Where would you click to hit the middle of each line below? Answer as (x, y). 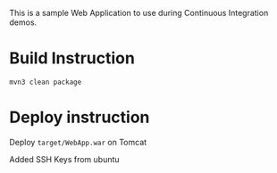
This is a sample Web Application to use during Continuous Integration (139, 13)
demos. (23, 22)
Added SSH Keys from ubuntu (64, 159)
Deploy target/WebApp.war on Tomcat (78, 142)
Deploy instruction (80, 117)
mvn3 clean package (46, 82)
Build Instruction (72, 58)
